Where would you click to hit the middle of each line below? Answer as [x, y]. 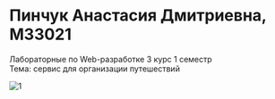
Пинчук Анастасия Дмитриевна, [138, 16]
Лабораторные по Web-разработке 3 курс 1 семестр [111, 59]
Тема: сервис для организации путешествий [95, 69]
